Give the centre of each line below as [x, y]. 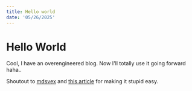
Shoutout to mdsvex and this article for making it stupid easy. [82, 81]
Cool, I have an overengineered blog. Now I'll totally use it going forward [96, 63]
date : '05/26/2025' [31, 17]
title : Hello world [31, 12]
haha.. [14, 70]
